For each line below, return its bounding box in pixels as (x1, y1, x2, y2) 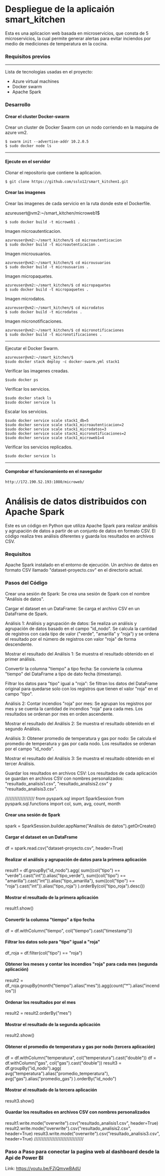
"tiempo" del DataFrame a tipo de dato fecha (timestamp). (5, 671, 122, 677)
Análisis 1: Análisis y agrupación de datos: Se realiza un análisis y (5, 620, 137, 626)
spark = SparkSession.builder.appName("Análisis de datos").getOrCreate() (5, 823, 156, 829)
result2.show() (5, 1032, 35, 1038)
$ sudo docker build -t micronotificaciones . (5, 332, 102, 337)
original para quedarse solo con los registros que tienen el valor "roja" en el (5, 686, 158, 692)
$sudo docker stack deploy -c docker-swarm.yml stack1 (5, 359, 120, 364)
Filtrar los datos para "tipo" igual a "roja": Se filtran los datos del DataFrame (5, 680, 158, 686)
